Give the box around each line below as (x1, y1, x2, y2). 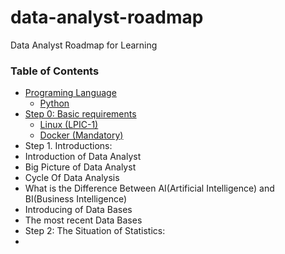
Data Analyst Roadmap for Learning (10, 39, 158, 51)
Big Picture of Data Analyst (24, 161, 137, 173)
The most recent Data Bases (24, 214, 143, 226)
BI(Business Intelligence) (24, 193, 128, 205)
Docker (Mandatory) (39, 129, 124, 141)
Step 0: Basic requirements (24, 108, 137, 120)
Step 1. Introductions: (24, 140, 113, 152)
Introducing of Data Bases (24, 204, 133, 216)
